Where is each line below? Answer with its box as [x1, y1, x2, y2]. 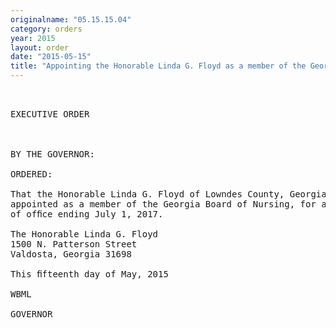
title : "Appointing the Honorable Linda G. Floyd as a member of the [10, 61, 307, 71]
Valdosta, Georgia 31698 [10, 249, 132, 260]
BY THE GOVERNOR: [10, 149, 95, 160]
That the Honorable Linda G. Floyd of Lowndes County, [10, 189, 285, 200]
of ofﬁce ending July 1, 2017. [10, 209, 164, 220]
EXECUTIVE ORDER [10, 109, 90, 120]
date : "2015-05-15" [10, 52, 92, 62]
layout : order [10, 42, 70, 53]
